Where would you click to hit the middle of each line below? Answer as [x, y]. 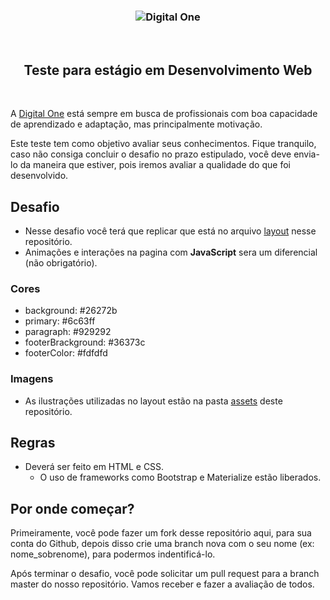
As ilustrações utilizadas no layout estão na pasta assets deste [153, 401]
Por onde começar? [72, 508]
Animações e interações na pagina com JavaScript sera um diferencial [171, 252]
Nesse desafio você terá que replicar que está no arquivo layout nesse [170, 231]
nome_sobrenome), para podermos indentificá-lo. [113, 554]
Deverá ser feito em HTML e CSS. [94, 467]
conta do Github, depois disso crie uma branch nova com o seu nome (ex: [162, 544]
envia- [306, 154]
